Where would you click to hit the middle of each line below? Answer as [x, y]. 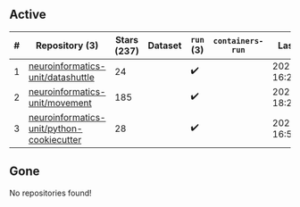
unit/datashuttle [62, 77]
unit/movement [60, 103]
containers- [238, 41]
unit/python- [55, 128]
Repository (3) [67, 46]
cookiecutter [55, 139]
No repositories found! [50, 193]
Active [28, 15]
